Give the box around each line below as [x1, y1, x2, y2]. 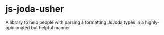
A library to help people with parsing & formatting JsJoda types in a [5, 19, 144, 25]
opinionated [5, 24, 30, 30]
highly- [145, 19, 160, 25]
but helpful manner [31, 24, 70, 30]
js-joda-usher [5, 3, 64, 15]
